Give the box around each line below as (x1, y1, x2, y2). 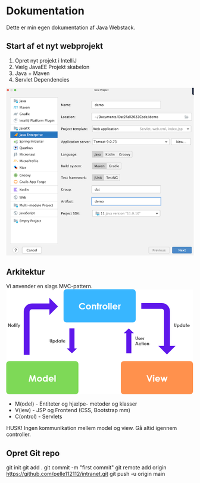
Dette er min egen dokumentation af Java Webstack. (6, 24, 136, 31)
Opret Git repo (6, 448, 60, 458)
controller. (6, 431, 32, 438)
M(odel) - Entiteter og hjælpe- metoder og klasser (14, 400, 137, 407)
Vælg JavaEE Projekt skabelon (14, 63, 90, 70)
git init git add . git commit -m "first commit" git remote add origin (6, 464, 167, 471)
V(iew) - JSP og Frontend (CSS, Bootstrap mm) (14, 407, 131, 414)
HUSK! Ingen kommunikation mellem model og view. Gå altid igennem (6, 425, 177, 432)
